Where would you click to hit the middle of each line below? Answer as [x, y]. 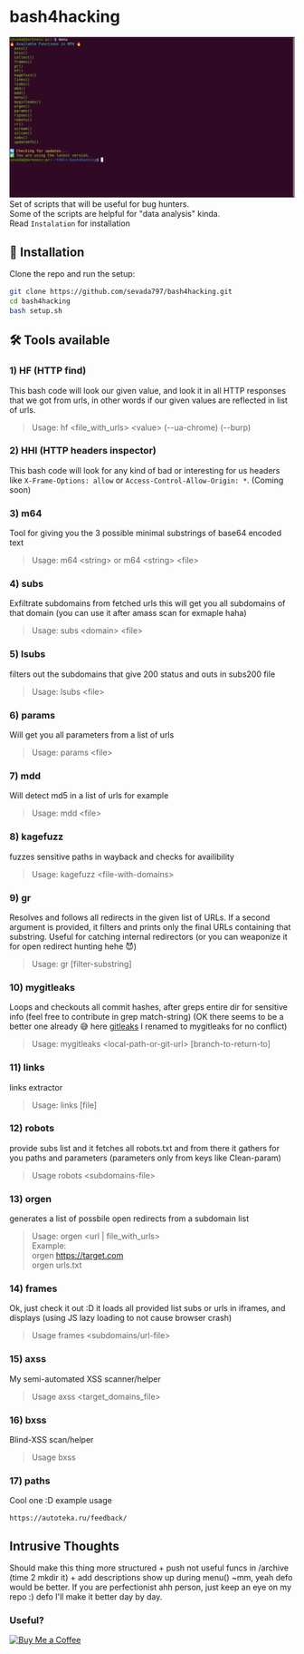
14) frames [33, 1288]
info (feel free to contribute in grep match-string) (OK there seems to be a [147, 1017]
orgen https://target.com [77, 1256]
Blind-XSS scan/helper [52, 1440]
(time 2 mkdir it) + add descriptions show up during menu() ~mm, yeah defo [151, 1578]
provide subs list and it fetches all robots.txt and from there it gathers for [145, 1148]
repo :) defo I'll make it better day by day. [86, 1597]
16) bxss [28, 1420]
